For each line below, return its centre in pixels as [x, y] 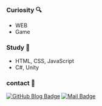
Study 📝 [18, 48]
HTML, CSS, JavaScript [45, 61]
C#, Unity [27, 67]
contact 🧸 [21, 83]
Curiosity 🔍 [24, 10]
